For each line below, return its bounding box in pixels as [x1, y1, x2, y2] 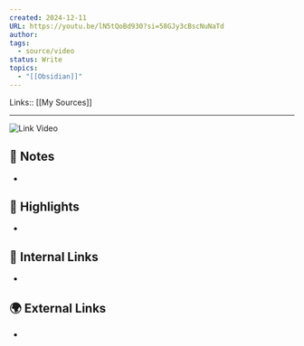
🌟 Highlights [9, 199, 80, 214]
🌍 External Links [9, 300, 107, 316]
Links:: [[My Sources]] [9, 97, 92, 108]
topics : [9, 64, 39, 73]
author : [9, 30, 39, 39]
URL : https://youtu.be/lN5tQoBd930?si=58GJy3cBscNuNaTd [9, 22, 224, 31]
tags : [9, 38, 30, 48]
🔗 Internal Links [9, 249, 99, 265]
